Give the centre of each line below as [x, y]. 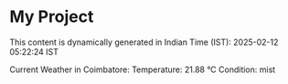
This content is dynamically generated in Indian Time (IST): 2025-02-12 [144, 42]
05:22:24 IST [34, 51]
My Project [52, 17]
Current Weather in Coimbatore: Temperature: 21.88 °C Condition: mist [143, 69]
